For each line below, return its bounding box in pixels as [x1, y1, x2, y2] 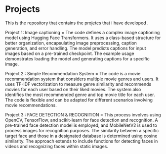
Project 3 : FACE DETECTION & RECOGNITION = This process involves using [5, 111, 162, 117]
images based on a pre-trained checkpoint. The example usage [5, 51, 134, 56]
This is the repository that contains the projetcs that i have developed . [5, 20, 149, 26]
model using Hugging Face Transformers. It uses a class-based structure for [5, 35, 161, 41]
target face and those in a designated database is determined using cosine [5, 133, 158, 139]
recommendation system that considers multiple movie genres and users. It [5, 76, 159, 82]
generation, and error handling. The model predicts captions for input [5, 45, 147, 51]
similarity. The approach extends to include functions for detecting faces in [5, 138, 158, 144]
